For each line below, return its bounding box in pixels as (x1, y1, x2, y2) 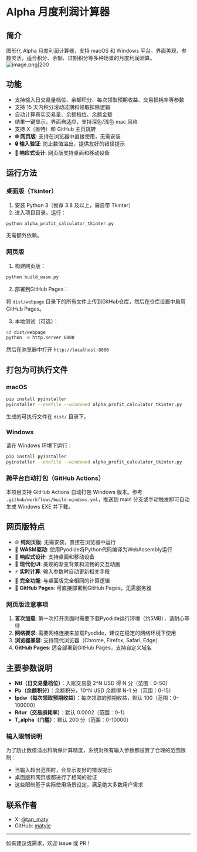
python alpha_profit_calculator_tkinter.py (6, 220, 114, 226)
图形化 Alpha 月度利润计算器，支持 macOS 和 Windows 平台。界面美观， (6, 47, 182, 54)
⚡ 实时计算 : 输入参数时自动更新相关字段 (14, 568, 110, 575)
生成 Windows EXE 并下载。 (6, 503, 74, 510)
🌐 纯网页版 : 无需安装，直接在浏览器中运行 (14, 539, 116, 546)
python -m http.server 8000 (6, 335, 75, 340)
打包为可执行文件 (6, 364, 68, 375)
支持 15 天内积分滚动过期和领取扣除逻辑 (14, 103, 110, 110)
